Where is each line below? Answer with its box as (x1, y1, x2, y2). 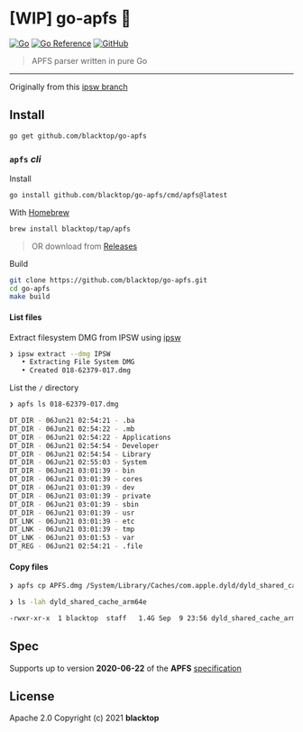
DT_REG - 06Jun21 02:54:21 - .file (9, 542, 143, 551)
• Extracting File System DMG (21, 358, 135, 367)
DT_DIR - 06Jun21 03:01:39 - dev (9, 483, 135, 492)
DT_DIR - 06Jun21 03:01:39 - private (9, 491, 151, 500)
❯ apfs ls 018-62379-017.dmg (9, 400, 119, 409)
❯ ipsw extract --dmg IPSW (9, 349, 111, 359)
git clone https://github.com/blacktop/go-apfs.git (9, 275, 207, 285)
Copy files (9, 561, 49, 572)
